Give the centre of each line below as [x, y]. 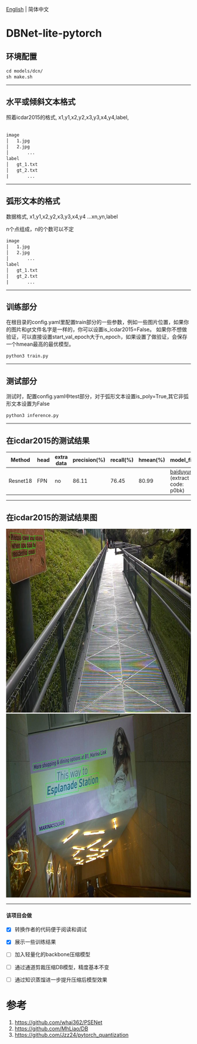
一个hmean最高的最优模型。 [40, 344]
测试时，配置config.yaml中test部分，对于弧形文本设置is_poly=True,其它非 [95, 396]
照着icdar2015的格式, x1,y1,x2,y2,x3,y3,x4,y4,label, [67, 117]
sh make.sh [19, 77]
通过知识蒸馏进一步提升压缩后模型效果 [61, 979]
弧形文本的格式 [33, 201]
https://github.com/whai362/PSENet [58, 1022]
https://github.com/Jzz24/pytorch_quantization [72, 1035]
